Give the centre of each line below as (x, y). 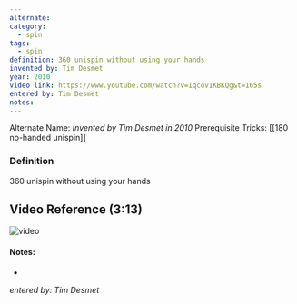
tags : (20, 43)
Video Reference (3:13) (76, 210)
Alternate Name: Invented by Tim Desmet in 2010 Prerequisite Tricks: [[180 (149, 128)
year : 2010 (30, 77)
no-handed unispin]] (48, 138)
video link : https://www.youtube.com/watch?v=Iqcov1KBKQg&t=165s (135, 85)
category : (28, 26)
